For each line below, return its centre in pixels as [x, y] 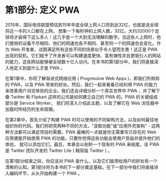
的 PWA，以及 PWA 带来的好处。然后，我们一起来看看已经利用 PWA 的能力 [81, 84]
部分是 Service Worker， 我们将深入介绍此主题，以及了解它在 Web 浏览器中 [82, 103]
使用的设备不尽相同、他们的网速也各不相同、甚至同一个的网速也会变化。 [83, 43]
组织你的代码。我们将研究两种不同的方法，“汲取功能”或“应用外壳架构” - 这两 [83, 126]
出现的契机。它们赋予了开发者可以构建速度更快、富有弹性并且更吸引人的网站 [83, 55]
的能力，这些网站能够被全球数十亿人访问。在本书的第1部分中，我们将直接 [80, 62]
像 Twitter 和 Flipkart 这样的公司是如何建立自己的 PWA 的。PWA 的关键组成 [82, 97]
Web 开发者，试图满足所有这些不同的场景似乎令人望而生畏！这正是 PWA [84, 49]
